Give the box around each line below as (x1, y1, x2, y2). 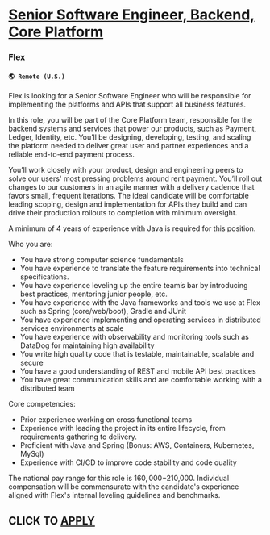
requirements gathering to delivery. (19, 432, 137, 441)
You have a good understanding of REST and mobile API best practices (19, 366, 256, 376)
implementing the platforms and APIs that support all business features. (8, 99, 247, 110)
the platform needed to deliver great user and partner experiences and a (8, 141, 249, 151)
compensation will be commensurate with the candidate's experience (8, 482, 239, 491)
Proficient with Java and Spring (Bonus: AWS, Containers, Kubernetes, (19, 441, 255, 450)
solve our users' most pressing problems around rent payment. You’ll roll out (8, 173, 263, 183)
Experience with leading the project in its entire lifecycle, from (19, 424, 226, 433)
